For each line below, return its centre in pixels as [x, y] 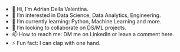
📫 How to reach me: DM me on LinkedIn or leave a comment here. [93, 34]
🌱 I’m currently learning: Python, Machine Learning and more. [86, 21]
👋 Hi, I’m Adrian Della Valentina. [50, 9]
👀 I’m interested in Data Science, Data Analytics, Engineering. [86, 15]
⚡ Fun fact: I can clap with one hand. [56, 43]
